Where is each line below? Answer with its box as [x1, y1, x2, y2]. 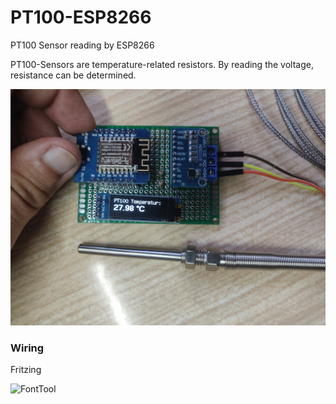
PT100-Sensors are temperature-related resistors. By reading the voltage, [10, 58, 314, 70]
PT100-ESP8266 [10, 6, 152, 29]
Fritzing [10, 364, 42, 376]
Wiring [10, 341, 45, 355]
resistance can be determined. [10, 69, 137, 81]
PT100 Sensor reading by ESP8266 [10, 39, 155, 51]
